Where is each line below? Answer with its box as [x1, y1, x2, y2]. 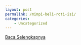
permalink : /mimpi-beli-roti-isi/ [5, 12, 77, 17]
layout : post [5, 7, 32, 12]
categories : [5, 16, 30, 21]
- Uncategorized [14, 21, 48, 26]
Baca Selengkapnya [5, 34, 46, 40]
